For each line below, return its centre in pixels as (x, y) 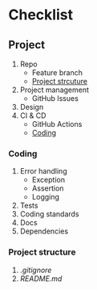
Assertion (48, 188)
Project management (55, 90)
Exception (48, 180)
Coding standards (49, 214)
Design (32, 107)
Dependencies (44, 231)
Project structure (42, 252)
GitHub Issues (55, 98)
